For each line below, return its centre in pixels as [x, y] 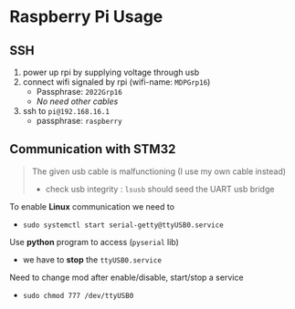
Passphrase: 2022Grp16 [79, 92]
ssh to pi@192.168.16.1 [66, 111]
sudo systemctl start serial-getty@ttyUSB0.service [123, 225]
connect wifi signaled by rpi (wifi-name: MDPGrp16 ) [116, 82]
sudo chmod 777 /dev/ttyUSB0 [78, 295]
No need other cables [77, 101]
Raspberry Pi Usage [86, 17]
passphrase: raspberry [79, 121]
